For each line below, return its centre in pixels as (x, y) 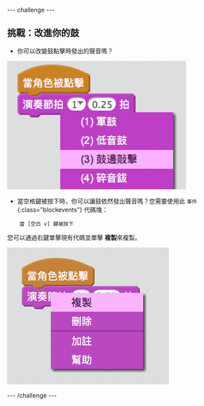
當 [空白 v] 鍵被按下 (47, 224)
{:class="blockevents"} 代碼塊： (62, 210)
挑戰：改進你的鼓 (43, 33)
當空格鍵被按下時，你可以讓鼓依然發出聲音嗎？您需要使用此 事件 (107, 201)
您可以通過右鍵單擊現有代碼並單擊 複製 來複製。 (74, 237)
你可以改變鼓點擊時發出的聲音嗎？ (65, 51)
